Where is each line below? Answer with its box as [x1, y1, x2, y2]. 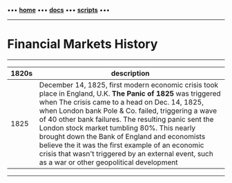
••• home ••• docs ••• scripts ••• [7, 6, 110, 14]
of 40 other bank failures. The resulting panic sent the [39, 114, 214, 124]
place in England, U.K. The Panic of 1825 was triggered [39, 89, 221, 98]
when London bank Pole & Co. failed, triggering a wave [39, 106, 217, 116]
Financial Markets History [7, 36, 158, 52]
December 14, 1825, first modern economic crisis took [39, 80, 219, 89]
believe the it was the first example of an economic [39, 140, 204, 150]
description [110, 68, 150, 78]
